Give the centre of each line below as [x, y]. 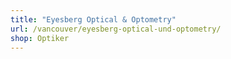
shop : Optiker [40, 38]
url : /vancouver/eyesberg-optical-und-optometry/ [116, 29]
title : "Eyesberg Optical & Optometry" [93, 19]
